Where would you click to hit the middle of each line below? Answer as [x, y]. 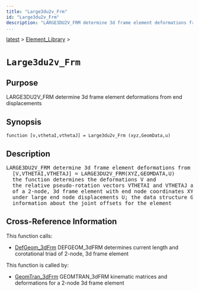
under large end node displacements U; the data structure [100, 197]
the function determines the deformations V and [84, 180]
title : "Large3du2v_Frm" [37, 12]
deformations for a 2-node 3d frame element [69, 283]
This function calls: [29, 236]
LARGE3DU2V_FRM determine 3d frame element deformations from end [94, 97]
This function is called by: [38, 265]
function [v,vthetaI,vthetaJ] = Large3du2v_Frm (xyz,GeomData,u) [88, 136]
